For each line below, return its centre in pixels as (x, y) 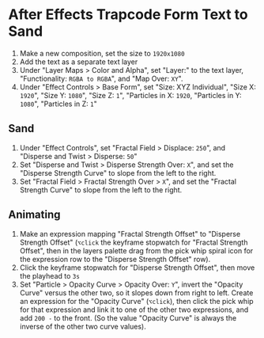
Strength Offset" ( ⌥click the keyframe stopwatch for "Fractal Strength (134, 242)
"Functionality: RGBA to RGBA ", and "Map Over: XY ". (101, 78)
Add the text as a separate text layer (79, 62)
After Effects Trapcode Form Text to (128, 15)
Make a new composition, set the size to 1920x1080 (102, 53)
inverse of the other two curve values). (83, 326)
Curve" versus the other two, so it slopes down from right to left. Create (136, 292)
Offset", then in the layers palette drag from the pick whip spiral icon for (136, 250)
